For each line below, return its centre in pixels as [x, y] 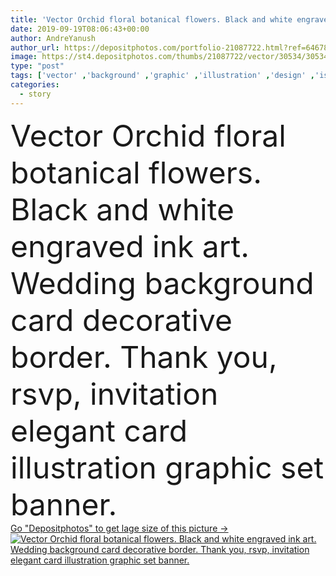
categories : [35, 85]
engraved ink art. [130, 246]
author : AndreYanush [53, 38]
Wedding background [162, 283]
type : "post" [37, 66]
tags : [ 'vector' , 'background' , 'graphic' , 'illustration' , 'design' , [163, 76]
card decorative [121, 320]
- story [35, 94]
